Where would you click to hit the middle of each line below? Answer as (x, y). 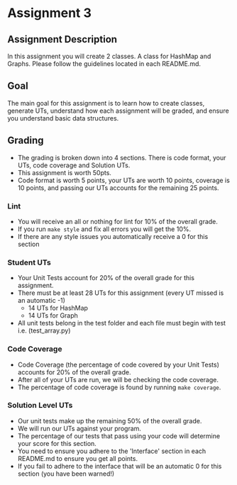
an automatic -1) (42, 301)
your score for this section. (57, 443)
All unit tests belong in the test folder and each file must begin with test (121, 323)
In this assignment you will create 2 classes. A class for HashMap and (109, 56)
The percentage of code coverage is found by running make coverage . (119, 387)
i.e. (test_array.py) (44, 330)
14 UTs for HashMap (58, 308)
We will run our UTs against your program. (79, 428)
